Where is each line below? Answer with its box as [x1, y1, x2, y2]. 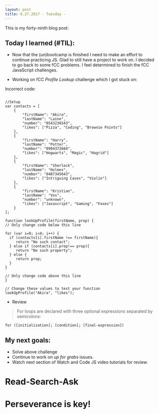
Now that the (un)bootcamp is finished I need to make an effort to [12, 52, 143, 58]
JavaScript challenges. [12, 67, 58, 73]
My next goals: [5, 336, 51, 344]
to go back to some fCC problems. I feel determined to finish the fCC [12, 62, 149, 68]
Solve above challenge [12, 349, 58, 355]
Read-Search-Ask [5, 376, 79, 387]
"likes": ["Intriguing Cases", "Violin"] [22, 176, 107, 181]
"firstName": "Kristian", [22, 189, 75, 194]
